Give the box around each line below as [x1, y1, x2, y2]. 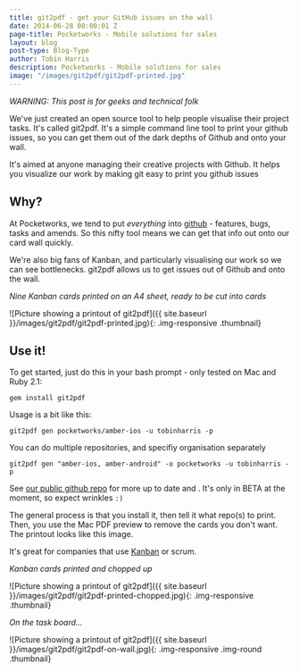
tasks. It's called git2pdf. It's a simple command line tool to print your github [9, 122, 288, 133]
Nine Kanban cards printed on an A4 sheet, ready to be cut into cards [9, 290, 267, 301]
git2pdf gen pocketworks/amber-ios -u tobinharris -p [9, 426, 214, 436]
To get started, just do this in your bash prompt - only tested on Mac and [9, 367, 277, 378]
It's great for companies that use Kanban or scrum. [9, 546, 197, 557]
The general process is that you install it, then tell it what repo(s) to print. [9, 510, 277, 521]
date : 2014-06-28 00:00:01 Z [9, 21, 118, 30]
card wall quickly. [9, 237, 74, 248]
